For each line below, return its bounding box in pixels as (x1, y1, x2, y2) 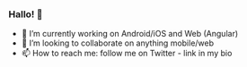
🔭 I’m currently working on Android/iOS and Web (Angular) (21, 29, 239, 39)
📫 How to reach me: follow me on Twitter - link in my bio (21, 48, 233, 59)
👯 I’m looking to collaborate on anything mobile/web (21, 38, 215, 48)
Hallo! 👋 (8, 8, 43, 21)
